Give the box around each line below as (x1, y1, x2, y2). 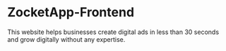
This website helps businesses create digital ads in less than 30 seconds (7, 28, 220, 36)
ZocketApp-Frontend (7, 4, 135, 21)
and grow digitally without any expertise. (7, 35, 126, 43)
